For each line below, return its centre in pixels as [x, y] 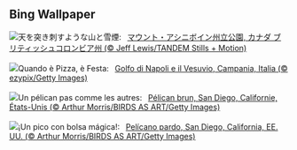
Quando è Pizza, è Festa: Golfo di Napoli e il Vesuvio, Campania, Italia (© [153, 68]
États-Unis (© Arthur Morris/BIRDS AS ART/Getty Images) [115, 107]
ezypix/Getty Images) [49, 78]
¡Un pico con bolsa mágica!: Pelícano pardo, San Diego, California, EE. [148, 126]
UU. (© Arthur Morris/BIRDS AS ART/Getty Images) [102, 136]
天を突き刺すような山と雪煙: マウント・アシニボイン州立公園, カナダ [145, 37]
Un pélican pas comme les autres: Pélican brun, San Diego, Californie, [148, 97]
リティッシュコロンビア [52, 48]
